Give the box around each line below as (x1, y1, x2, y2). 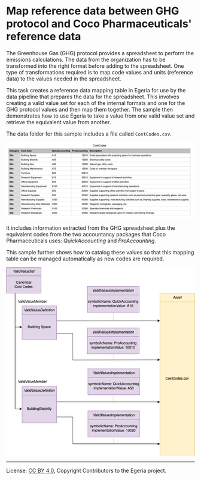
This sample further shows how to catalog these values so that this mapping (6, 248, 194, 256)
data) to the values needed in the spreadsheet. (6, 75, 121, 82)
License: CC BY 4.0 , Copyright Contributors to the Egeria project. (6, 467, 167, 475)
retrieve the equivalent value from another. (6, 118, 111, 125)
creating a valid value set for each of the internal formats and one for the (6, 99, 185, 106)
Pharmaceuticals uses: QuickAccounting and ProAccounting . (6, 237, 157, 244)
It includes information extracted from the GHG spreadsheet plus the (6, 224, 175, 232)
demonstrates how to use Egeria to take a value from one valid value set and (6, 112, 195, 119)
